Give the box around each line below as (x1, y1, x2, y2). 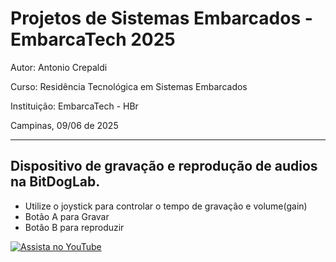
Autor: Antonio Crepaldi (10, 61, 108, 73)
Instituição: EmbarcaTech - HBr (10, 100, 139, 112)
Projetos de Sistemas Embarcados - (10, 7, 313, 30)
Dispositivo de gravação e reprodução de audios (10, 158, 318, 175)
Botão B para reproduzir (24, 221, 125, 233)
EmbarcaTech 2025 (10, 28, 176, 51)
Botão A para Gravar (24, 210, 110, 222)
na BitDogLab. (10, 173, 101, 191)
